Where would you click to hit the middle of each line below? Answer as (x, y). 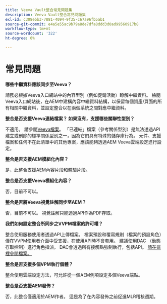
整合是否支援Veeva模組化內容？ (39, 180)
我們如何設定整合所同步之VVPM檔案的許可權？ (54, 223)
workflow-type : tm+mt (28, 29)
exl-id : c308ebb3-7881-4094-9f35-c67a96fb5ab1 (55, 19)
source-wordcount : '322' (31, 33)
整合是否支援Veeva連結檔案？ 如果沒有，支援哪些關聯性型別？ (70, 118)
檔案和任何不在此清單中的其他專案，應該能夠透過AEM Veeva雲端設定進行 (81, 142)
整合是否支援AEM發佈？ (30, 286)
